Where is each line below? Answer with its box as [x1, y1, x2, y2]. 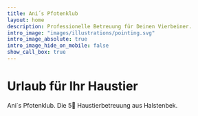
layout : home [7, 17, 45, 23]
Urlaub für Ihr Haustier [7, 79, 139, 94]
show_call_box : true [7, 49, 67, 56]
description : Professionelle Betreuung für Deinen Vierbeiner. [7, 23, 192, 30]
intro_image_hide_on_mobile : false [7, 42, 109, 49]
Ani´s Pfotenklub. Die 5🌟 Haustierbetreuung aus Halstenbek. [7, 101, 178, 109]
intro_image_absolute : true [7, 36, 88, 43]
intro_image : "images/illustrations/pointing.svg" [7, 29, 155, 37]
